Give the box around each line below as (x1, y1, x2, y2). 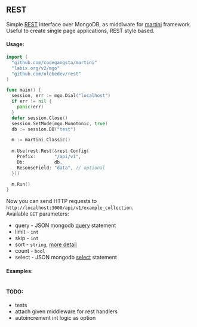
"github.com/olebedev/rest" (11, 71, 82, 77)
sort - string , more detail (14, 241, 77, 248)
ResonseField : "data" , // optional (17, 165, 106, 171)
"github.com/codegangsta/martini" (11, 59, 97, 65)
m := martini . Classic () (11, 137, 70, 143)
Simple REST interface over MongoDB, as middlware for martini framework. (6, 20, 192, 28)
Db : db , (17, 159, 63, 165)
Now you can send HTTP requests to (6, 198, 97, 205)
